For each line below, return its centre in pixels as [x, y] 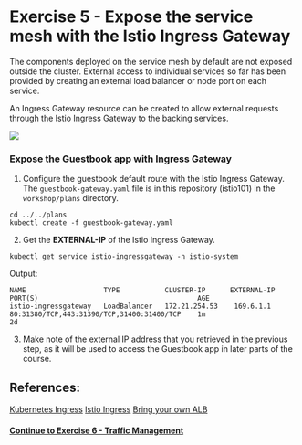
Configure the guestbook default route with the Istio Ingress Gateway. [154, 179]
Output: [24, 274]
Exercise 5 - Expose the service [131, 17]
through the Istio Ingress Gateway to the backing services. [119, 118]
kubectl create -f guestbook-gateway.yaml [91, 223]
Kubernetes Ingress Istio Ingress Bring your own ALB [109, 409]
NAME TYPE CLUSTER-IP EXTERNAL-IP [142, 291]
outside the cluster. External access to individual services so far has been [148, 71]
